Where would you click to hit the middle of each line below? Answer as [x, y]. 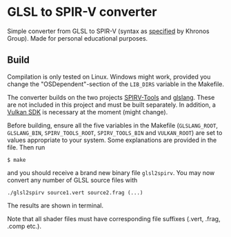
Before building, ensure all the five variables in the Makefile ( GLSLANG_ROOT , [113, 125]
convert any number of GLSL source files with [72, 180]
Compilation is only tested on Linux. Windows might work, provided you [109, 76]
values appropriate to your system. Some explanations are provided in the [112, 140]
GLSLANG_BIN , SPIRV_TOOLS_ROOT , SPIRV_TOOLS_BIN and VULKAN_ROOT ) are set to [115, 132]
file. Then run [26, 147]
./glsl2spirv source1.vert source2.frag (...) [75, 193]
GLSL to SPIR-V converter [82, 12]
